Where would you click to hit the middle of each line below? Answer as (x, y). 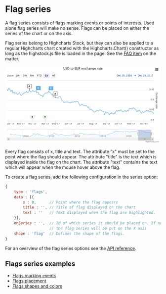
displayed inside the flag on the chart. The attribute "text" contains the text (81, 162)
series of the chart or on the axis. (39, 33)
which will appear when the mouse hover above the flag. (63, 167)
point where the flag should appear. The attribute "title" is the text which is (81, 156)
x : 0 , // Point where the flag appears (71, 202)
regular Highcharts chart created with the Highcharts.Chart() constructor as (82, 48)
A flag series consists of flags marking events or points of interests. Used (80, 23)
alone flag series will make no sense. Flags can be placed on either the (77, 28)
